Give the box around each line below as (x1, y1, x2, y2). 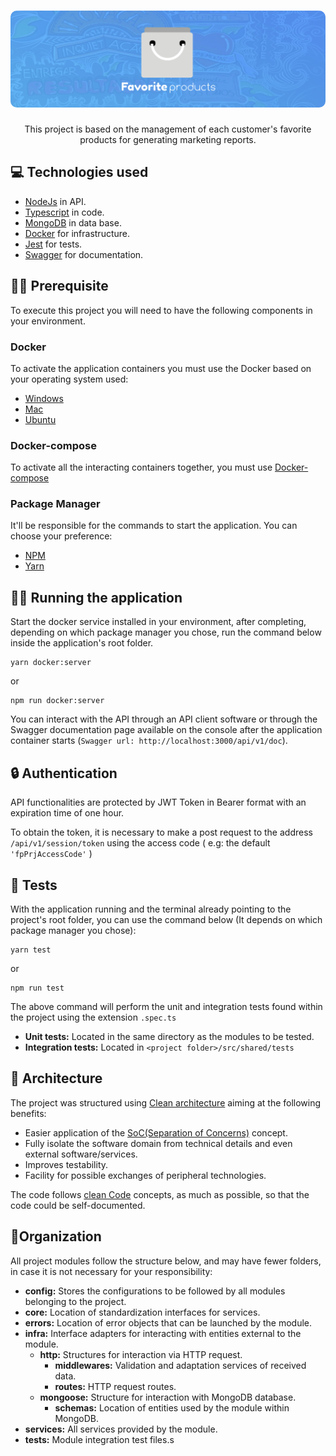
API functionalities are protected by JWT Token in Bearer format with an (10, 796, 307, 809)
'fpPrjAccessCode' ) (10, 848, 93, 860)
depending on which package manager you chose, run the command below (10, 626, 322, 639)
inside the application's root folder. (10, 637, 154, 649)
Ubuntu (24, 413, 57, 425)
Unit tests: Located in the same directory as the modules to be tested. (24, 1030, 315, 1042)
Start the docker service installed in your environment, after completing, (10, 616, 307, 628)
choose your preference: (10, 530, 113, 542)
